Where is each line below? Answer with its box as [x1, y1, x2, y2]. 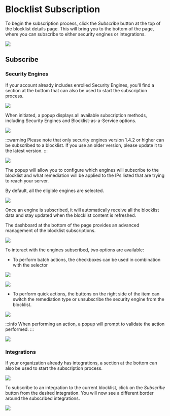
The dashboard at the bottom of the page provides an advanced [5, 222, 140, 228]
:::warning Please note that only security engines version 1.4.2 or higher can [5, 137, 164, 143]
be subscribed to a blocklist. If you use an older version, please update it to [5, 142, 162, 148]
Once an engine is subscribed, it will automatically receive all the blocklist [5, 207, 159, 213]
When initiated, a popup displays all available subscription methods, [5, 112, 147, 118]
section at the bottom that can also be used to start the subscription [5, 87, 147, 93]
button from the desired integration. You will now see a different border [5, 390, 154, 396]
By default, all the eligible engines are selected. [5, 187, 104, 194]
